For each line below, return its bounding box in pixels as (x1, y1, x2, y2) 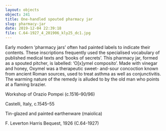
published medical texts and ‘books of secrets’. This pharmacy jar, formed (5, 55, 158, 60)
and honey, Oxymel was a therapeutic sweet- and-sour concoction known (5, 65, 158, 71)
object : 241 (5, 12, 30, 17)
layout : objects (5, 7, 39, 12)
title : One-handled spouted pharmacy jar (5, 16, 93, 21)
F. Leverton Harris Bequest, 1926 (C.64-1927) (5, 120, 99, 126)
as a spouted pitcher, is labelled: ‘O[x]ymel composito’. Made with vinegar (5, 60, 158, 66)
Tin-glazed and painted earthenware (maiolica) (5, 110, 103, 116)
